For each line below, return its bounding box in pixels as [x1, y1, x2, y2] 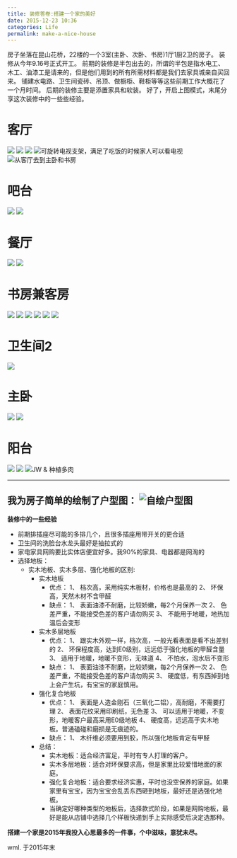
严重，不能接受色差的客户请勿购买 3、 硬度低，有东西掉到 [55, 671, 224, 680]
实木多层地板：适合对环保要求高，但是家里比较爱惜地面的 [49, 760, 217, 768]
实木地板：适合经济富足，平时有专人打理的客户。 [49, 751, 192, 760]
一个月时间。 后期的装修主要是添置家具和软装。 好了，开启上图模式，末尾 [7, 86, 221, 94]
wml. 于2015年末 [7, 843, 56, 852]
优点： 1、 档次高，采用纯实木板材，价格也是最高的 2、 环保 [49, 583, 224, 591]
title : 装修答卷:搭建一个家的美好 [7, 10, 96, 18]
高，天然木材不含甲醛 [49, 592, 111, 600]
